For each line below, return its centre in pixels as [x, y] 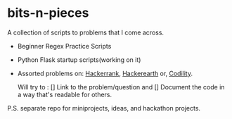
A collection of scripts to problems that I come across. [85, 32]
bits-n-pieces [48, 13]
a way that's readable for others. [65, 94]
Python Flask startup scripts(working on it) [79, 60]
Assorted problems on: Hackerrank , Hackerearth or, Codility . [105, 73]
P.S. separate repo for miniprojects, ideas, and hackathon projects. [104, 108]
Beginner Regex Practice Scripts [64, 46]
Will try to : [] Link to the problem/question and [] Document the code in [121, 87]
